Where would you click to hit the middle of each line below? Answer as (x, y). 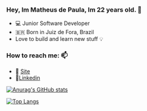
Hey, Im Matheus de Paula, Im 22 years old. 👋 (74, 10)
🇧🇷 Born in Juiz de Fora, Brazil (55, 32)
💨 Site (23, 71)
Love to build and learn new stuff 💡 (59, 39)
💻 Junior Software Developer (52, 23)
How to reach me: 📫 (37, 56)
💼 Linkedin (28, 77)
